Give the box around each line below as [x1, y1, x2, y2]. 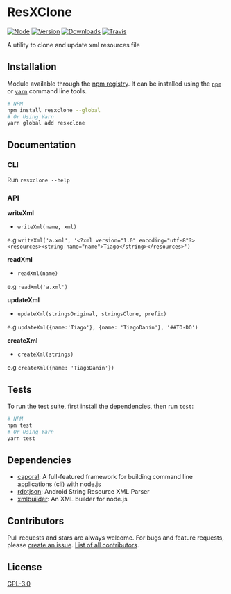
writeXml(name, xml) [17, 224, 77, 230]
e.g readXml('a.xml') [7, 283, 68, 291]
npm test [7, 422, 33, 429]
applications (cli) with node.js [17, 480, 102, 488]
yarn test [7, 435, 36, 442]
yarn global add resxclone [7, 120, 85, 127]
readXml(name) [17, 270, 58, 277]
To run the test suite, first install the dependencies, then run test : [7, 402, 194, 411]
